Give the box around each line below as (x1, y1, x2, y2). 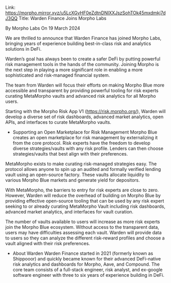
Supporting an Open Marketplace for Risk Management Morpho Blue (12, 129, 157, 135)
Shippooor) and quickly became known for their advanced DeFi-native (12, 256, 161, 262)
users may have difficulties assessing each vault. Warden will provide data (5, 230, 162, 235)
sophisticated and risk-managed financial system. (5, 72, 110, 78)
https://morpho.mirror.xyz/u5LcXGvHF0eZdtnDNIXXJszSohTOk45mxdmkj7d (5, 10, 166, 16)
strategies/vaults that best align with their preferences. (12, 151, 128, 157)
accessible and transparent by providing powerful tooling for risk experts (5, 88, 159, 94)
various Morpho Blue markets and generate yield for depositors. (5, 177, 140, 183)
